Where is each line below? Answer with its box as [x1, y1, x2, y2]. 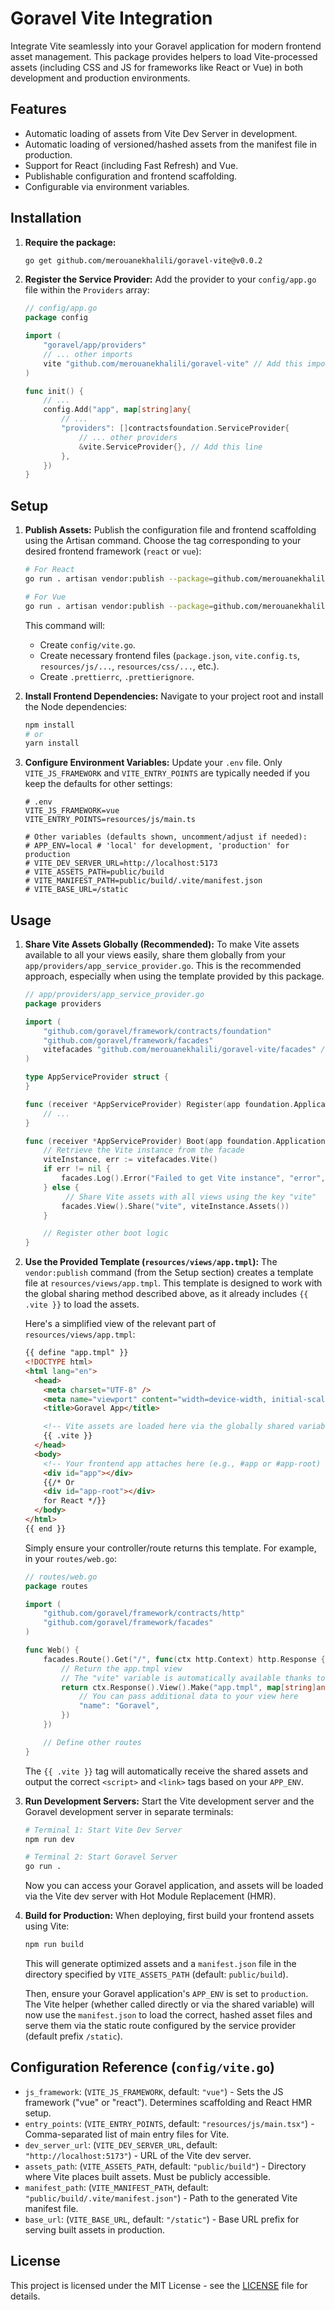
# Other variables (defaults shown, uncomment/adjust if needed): [24, 832, 308, 842]
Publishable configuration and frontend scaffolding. [24, 170, 238, 182]
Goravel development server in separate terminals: [24, 1805, 234, 1817]
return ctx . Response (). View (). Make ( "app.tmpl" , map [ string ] [61, 1682, 317, 1692]
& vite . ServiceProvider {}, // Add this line [78, 442, 263, 452]
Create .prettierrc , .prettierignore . [39, 670, 195, 682]
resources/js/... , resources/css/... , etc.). [39, 660, 220, 672]
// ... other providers [78, 432, 178, 442]
